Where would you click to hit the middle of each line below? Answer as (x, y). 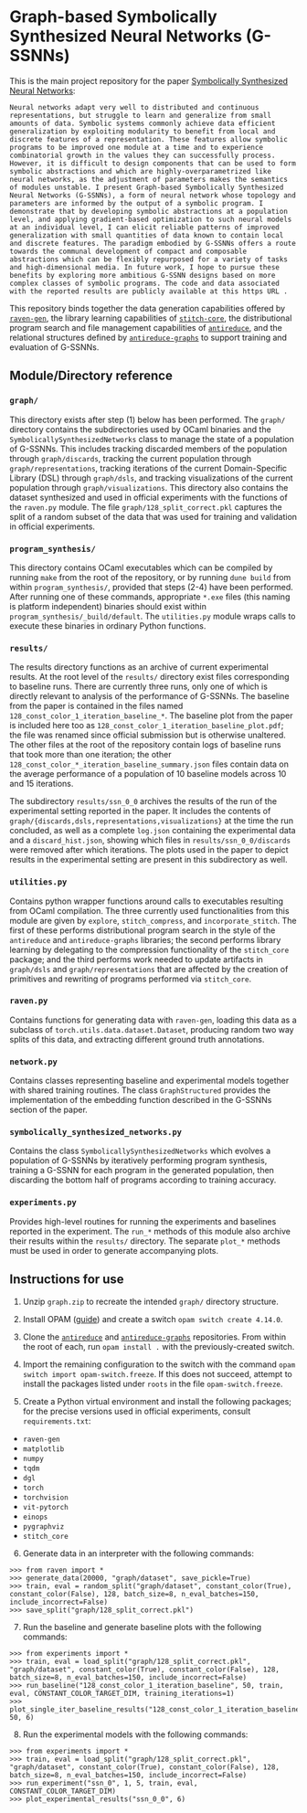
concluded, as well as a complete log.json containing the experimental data (153, 831)
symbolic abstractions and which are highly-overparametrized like (141, 171)
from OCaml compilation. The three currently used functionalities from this (149, 910)
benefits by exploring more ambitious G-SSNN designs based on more (143, 275)
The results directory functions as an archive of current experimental (139, 667)
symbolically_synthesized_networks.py (96, 1132)
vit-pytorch (45, 1507)
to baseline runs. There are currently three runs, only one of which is (138, 686)
